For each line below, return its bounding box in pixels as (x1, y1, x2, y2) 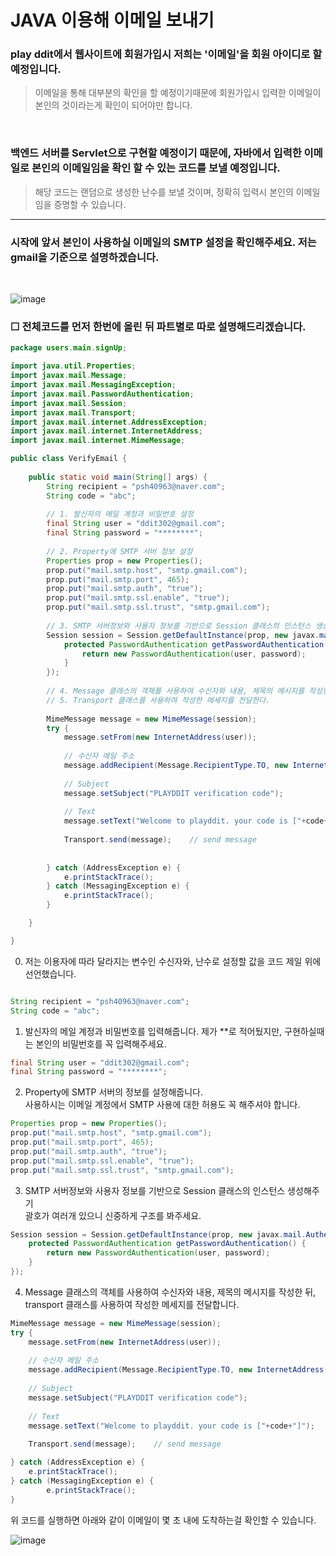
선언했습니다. (24, 967, 77, 980)
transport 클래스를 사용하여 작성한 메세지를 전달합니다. (24, 1298, 240, 1310)
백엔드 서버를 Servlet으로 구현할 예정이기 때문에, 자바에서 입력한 (10, 146, 302, 160)
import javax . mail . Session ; (10, 398, 128, 408)
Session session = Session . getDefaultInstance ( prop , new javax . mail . (10, 1229, 307, 1240)
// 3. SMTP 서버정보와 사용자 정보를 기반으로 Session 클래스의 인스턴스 (46, 621, 312, 631)
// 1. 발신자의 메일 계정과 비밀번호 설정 (46, 509, 194, 520)
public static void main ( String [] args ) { (28, 472, 208, 482)
